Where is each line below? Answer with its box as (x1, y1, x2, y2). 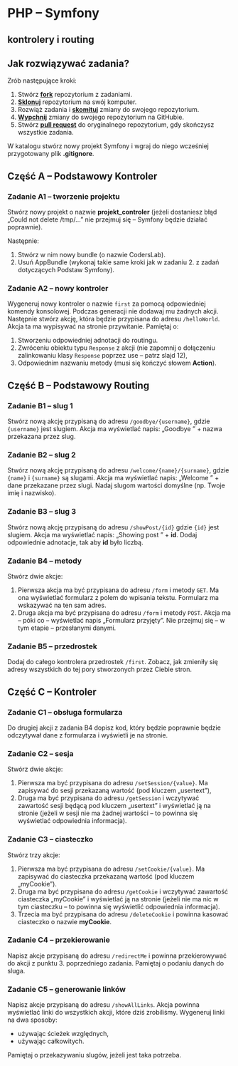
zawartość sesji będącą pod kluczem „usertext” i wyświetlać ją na (17, 802, 211, 810)
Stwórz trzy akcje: (7, 850, 60, 859)
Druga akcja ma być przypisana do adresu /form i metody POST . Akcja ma (17, 608, 231, 617)
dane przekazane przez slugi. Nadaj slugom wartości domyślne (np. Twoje (7, 481, 225, 490)
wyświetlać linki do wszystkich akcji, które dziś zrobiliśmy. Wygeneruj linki (7, 1008, 225, 1017)
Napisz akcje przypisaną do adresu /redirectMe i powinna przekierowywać (7, 951, 227, 960)
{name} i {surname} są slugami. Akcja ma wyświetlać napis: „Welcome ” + (7, 474, 219, 482)
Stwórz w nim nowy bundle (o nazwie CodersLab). (17, 251, 166, 259)
